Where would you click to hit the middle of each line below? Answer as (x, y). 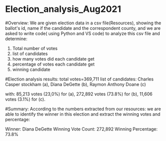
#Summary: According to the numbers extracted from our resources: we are (83, 109)
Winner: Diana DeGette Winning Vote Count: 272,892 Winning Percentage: (82, 129)
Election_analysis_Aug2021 (63, 9)
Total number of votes (35, 48)
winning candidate (31, 69)
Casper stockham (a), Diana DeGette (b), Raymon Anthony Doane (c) (76, 84)
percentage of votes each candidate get (53, 64)
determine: (16, 39)
